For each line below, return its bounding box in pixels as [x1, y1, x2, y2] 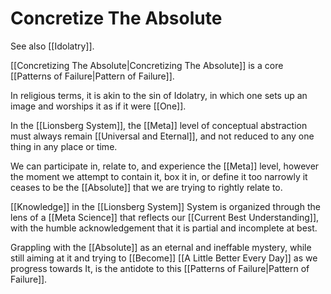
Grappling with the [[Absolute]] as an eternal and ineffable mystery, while [10, 241, 312, 253]
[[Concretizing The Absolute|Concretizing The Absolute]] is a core [10, 59, 284, 71]
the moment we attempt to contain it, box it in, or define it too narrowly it [10, 170, 308, 182]
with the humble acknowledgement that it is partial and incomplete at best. [10, 222, 318, 234]
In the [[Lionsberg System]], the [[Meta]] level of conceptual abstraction [10, 119, 308, 131]
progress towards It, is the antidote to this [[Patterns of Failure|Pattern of [10, 262, 310, 274]
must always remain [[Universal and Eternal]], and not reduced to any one [10, 130, 315, 142]
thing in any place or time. [10, 140, 118, 152]
